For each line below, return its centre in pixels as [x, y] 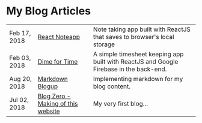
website [49, 111]
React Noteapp [59, 37]
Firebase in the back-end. [130, 69]
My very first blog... [121, 103]
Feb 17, [20, 33]
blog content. [112, 86]
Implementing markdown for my [138, 79]
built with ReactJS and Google [136, 61]
